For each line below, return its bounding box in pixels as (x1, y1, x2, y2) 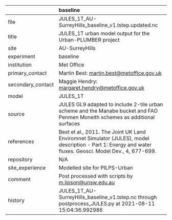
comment (8, 176, 31, 183)
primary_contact (8, 70, 47, 76)
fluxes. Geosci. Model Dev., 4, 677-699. (58, 148, 157, 155)
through (138, 194, 157, 201)
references (8, 138, 34, 145)
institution (8, 61, 32, 68)
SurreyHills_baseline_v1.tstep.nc (58, 194, 137, 201)
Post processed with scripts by (58, 172, 133, 180)
